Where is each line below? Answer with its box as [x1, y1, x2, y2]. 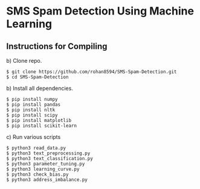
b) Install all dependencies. [6, 85, 74, 92]
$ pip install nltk [6, 107, 56, 113]
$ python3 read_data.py [6, 145, 66, 151]
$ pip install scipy [6, 112, 59, 118]
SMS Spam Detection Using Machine [6, 4, 195, 18]
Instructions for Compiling [6, 41, 108, 51]
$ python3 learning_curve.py [6, 166, 80, 172]
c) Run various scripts [6, 133, 61, 140]
